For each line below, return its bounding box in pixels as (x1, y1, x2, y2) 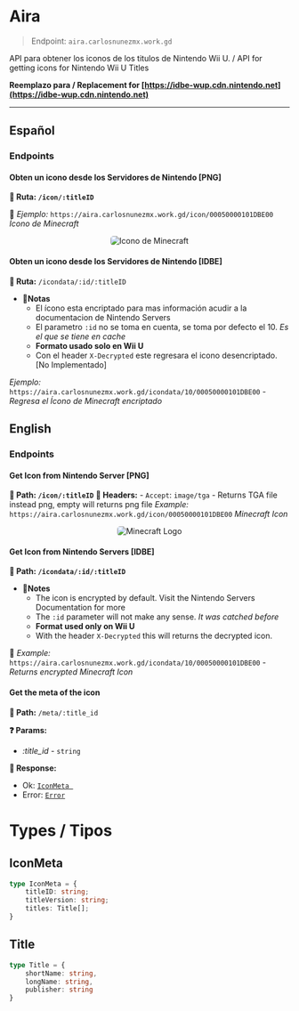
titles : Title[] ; (25, 904, 90, 913)
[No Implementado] (35, 359, 107, 370)
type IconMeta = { (9, 879, 77, 888)
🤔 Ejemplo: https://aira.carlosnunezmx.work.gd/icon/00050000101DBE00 (9, 209, 274, 220)
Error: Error (21, 789, 66, 800)
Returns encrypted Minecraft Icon (9, 667, 133, 677)
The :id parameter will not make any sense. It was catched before (35, 611, 279, 622)
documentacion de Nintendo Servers (35, 311, 171, 322)
